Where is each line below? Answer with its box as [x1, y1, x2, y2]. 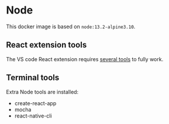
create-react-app [14, 99, 57, 106]
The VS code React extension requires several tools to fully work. [6, 55, 164, 62]
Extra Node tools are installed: [6, 88, 79, 95]
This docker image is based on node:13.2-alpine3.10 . [6, 23, 136, 30]
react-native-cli [14, 112, 52, 119]
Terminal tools [6, 73, 60, 83]
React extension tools [6, 40, 87, 50]
